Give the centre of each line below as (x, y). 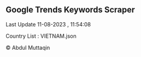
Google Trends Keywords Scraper (70, 10)
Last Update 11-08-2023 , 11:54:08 (48, 24)
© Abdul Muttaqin (28, 47)
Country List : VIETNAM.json (41, 36)
